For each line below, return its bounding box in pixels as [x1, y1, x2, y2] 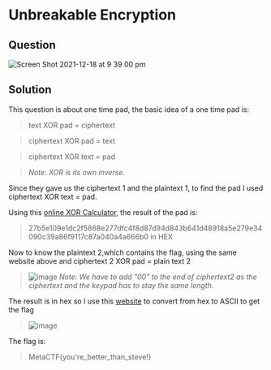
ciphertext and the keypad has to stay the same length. [28, 280, 214, 290]
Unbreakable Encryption [8, 6, 177, 24]
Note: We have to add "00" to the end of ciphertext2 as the [59, 272, 257, 282]
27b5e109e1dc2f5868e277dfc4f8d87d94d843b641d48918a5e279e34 [28, 223, 263, 233]
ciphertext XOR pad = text [28, 136, 116, 145]
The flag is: [8, 336, 46, 346]
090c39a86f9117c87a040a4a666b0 [28, 231, 148, 241]
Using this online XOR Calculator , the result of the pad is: [8, 207, 198, 217]
